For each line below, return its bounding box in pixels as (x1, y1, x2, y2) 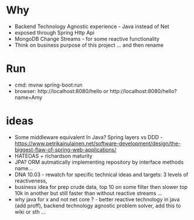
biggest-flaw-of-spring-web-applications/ (14, 146, 117, 153)
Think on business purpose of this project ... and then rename (14, 42, 164, 49)
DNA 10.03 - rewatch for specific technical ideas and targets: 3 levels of (14, 171, 189, 178)
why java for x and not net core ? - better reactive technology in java (14, 195, 180, 202)
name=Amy (14, 94, 43, 101)
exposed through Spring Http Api (14, 29, 95, 36)
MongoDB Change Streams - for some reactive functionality (14, 35, 160, 42)
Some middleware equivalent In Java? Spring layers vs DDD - (14, 133, 163, 140)
